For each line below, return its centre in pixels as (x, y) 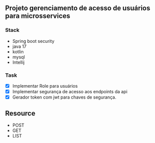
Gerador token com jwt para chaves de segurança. (64, 97)
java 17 (19, 46)
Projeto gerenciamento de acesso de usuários (78, 8)
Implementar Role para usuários (45, 86)
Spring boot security (33, 41)
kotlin (18, 51)
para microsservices (38, 16)
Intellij (18, 62)
